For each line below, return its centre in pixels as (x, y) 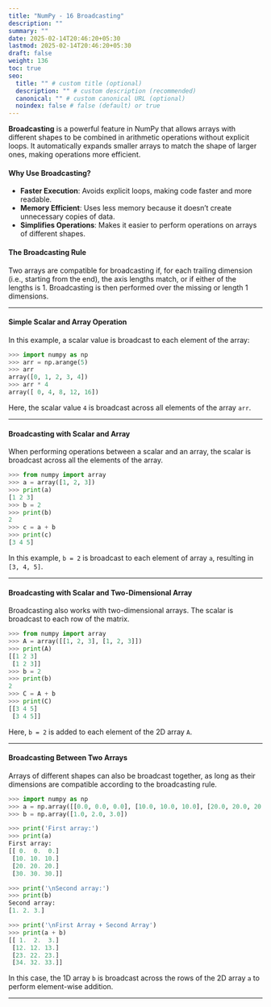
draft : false (30, 53)
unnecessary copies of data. (67, 217)
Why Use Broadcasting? (50, 173)
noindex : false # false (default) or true (88, 106)
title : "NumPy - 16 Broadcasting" (67, 16)
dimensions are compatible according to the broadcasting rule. (113, 784)
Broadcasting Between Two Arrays (68, 758)
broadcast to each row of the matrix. (69, 619)
